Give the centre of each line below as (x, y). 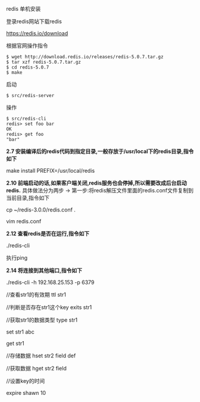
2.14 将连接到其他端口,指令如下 (44, 270)
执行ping (17, 258)
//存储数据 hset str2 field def (41, 356)
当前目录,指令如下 (28, 198)
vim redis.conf (24, 221)
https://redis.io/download (37, 33)
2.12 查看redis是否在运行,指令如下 (48, 233)
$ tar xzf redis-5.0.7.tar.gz (44, 62)
